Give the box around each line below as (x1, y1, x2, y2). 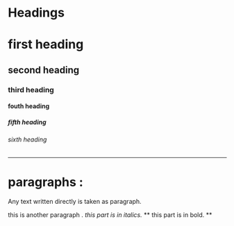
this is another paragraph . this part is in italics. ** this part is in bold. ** (8, 210, 212, 219)
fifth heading (8, 118, 47, 126)
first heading (8, 37, 84, 53)
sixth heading (8, 135, 47, 144)
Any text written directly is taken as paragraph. (8, 197, 142, 205)
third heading (8, 85, 54, 94)
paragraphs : (8, 175, 84, 190)
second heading (8, 64, 80, 76)
